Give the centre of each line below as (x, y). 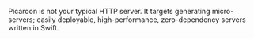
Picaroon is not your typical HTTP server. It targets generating (109, 11)
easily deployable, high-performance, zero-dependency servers (142, 19)
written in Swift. (34, 28)
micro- (223, 11)
